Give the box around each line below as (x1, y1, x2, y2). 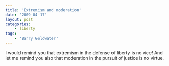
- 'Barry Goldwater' (14, 36, 59, 41)
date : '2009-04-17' (5, 12, 47, 17)
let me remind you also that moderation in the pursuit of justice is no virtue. (5, 55, 164, 61)
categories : (5, 21, 31, 27)
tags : (5, 31, 17, 36)
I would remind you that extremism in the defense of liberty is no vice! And (5, 49, 163, 56)
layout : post (5, 17, 33, 22)
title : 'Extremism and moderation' (5, 7, 82, 13)
